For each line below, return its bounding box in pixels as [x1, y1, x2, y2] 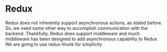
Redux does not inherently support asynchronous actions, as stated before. [5, 20, 163, 26]
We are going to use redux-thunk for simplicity [5, 41, 102, 47]
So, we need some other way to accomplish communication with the [5, 25, 148, 31]
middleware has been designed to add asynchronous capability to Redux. [5, 36, 158, 42]
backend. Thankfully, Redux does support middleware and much [5, 30, 140, 36]
